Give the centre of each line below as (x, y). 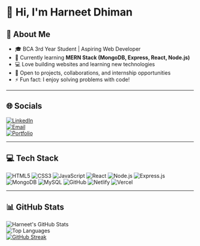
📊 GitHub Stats (35, 207)
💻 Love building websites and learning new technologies (85, 64)
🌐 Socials (24, 106)
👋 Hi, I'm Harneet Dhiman (69, 12)
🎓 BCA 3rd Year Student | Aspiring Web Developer (78, 49)
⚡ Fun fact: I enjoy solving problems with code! (72, 79)
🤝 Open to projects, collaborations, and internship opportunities (93, 73)
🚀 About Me (28, 34)
